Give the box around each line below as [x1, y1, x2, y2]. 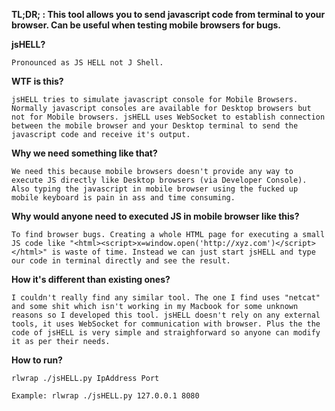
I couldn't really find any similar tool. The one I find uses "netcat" [11, 293, 321, 303]
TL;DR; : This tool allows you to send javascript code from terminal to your [11, 9, 326, 20]
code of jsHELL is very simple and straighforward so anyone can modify [11, 328, 321, 338]
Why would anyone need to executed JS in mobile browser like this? [11, 210, 300, 222]
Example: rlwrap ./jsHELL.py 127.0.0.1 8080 [11, 391, 200, 401]
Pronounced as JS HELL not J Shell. [11, 58, 164, 68]
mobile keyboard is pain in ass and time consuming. [11, 193, 236, 203]
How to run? [11, 354, 63, 366]
